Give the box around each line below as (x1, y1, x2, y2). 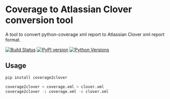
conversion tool (5, 14, 73, 26)
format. (5, 37, 21, 43)
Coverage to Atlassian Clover (5, 4, 132, 15)
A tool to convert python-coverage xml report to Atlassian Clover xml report (5, 31, 165, 37)
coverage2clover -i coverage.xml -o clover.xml (5, 89, 109, 94)
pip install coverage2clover (5, 75, 68, 80)
